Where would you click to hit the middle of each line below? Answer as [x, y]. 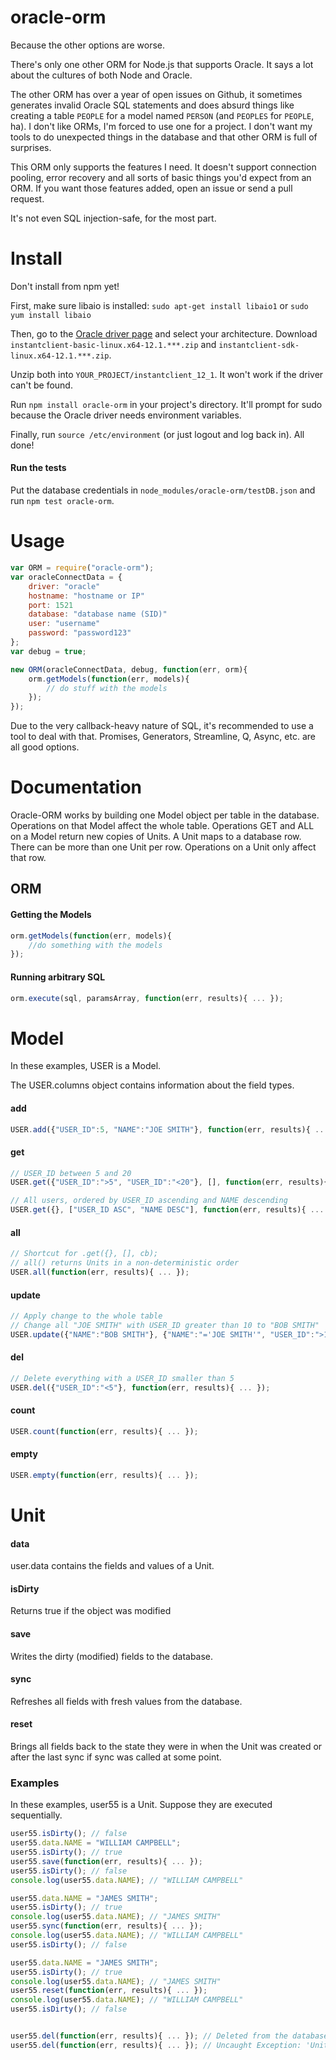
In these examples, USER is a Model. [86, 1066]
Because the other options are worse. [88, 45]
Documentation [76, 787]
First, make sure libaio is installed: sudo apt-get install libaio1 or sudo [159, 305]
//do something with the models [95, 945]
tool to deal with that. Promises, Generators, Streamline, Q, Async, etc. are [163, 737]
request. [27, 198]
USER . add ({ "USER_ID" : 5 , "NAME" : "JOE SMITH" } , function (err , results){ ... [169, 1129]
